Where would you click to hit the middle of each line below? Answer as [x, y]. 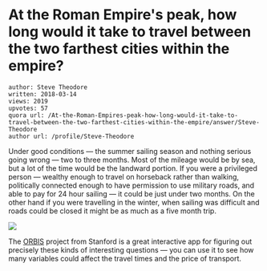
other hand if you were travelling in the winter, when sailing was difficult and [134, 202]
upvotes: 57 [28, 108]
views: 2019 [28, 101]
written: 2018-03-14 [43, 94]
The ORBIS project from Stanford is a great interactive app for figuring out [130, 241]
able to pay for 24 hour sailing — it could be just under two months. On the [131, 193]
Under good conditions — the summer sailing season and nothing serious [130, 151]
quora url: [26, 115]
